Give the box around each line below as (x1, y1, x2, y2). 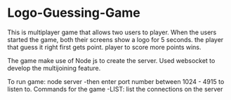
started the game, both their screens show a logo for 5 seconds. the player (7, 35, 224, 43)
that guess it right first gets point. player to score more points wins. (7, 43, 202, 51)
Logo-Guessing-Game (7, 5, 140, 21)
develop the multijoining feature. (7, 64, 101, 72)
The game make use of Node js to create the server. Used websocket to (7, 56, 216, 64)
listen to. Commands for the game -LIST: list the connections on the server (7, 85, 223, 93)
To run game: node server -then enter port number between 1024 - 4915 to (7, 77, 225, 85)
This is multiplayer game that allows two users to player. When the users (7, 28, 217, 36)
